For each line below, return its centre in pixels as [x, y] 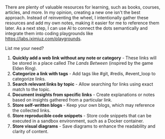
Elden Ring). [24, 68]
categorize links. [29, 79]
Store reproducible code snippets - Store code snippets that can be [82, 116]
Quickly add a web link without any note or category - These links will [84, 58]
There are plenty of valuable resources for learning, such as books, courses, [83, 7]
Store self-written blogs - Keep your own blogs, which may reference [83, 105]
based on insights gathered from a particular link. [62, 100]
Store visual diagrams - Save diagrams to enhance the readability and [84, 126]
